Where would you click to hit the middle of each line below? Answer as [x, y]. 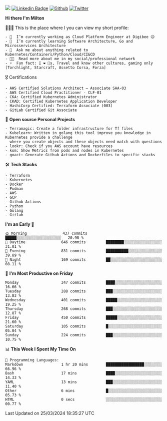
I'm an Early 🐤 [20, 224]
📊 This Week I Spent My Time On [40, 349]
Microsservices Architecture [35, 46]
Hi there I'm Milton [25, 18]
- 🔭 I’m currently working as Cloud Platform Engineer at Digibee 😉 [80, 37]
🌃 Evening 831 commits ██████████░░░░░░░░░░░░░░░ [84, 251]
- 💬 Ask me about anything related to [47, 50]
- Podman [14, 189]
